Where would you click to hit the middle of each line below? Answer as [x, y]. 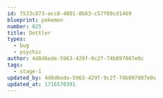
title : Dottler [29, 33]
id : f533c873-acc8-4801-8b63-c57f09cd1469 [69, 13]
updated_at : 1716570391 [42, 84]
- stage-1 [27, 71]
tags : [15, 65]
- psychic [27, 52]
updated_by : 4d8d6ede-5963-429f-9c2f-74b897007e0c [82, 78]
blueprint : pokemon [35, 20]
